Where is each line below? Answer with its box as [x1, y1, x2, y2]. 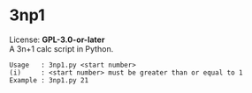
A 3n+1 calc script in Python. [9, 43, 114, 54]
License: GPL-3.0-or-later [9, 34, 105, 45]
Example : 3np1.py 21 [9, 75, 89, 84]
